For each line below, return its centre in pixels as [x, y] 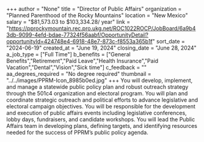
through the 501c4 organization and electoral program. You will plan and [97, 93]
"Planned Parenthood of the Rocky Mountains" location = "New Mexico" [97, 15]
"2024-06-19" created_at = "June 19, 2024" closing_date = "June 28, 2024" [101, 48]
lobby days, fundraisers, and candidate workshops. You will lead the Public [101, 119]
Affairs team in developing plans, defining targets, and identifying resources [102, 126]
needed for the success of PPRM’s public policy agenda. [77, 132]
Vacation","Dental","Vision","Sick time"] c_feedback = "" [76, 67]
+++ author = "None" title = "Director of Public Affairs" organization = [94, 9]
